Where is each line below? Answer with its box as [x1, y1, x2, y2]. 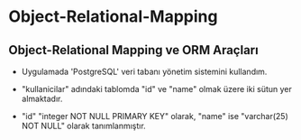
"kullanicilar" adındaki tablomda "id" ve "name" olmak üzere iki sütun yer [21, 84, 292, 94]
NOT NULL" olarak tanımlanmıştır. [21, 120, 146, 131]
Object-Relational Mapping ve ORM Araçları [8, 42, 259, 58]
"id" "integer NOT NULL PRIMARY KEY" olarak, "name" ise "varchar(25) [21, 111, 289, 121]
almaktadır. [21, 93, 63, 104]
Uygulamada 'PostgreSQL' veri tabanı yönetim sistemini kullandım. [21, 66, 268, 77]
